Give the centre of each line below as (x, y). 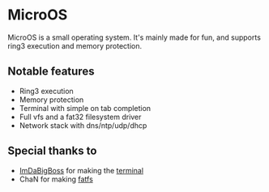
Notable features (51, 72)
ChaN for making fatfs (56, 179)
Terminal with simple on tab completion (85, 108)
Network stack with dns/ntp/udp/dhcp (83, 125)
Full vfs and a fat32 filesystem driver (80, 117)
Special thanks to (52, 151)
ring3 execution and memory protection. (75, 45)
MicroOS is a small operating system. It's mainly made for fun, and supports (134, 37)
